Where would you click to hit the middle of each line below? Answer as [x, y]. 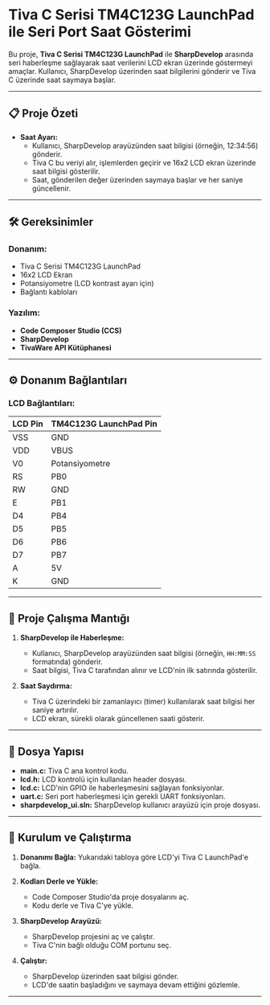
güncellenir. [51, 188]
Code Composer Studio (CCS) [71, 330]
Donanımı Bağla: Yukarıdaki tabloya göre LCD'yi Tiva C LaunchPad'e [134, 857]
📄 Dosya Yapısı [46, 751]
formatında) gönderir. [67, 662]
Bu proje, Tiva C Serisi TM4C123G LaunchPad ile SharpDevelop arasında [131, 54]
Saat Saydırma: [46, 686]
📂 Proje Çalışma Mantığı [69, 618]
